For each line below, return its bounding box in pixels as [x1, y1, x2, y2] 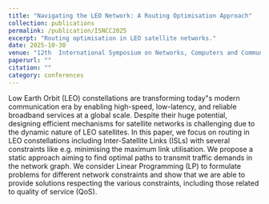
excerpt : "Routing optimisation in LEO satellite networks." [8, 34, 217, 42]
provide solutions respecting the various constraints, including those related [8, 178, 259, 188]
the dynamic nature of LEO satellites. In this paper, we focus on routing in [8, 127, 250, 137]
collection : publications [8, 19, 94, 27]
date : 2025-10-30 [8, 42, 66, 50]
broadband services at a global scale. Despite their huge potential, [8, 110, 228, 120]
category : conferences [8, 71, 84, 79]
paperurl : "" [8, 57, 52, 65]
